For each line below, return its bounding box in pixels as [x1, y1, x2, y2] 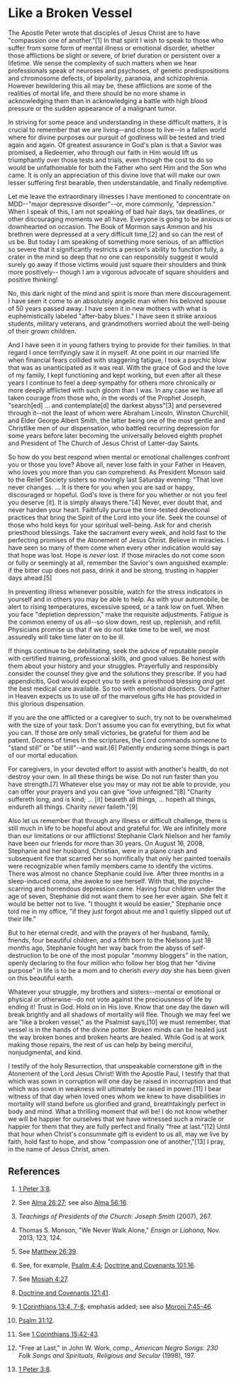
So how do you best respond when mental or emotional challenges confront [8, 452, 230, 461]
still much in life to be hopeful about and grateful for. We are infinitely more [8, 824, 227, 832]
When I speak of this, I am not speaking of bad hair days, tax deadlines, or [8, 207, 226, 216]
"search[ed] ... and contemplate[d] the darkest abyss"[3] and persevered [8, 400, 222, 410]
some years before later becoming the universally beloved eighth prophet [8, 431, 223, 440]
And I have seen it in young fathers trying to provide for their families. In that [8, 340, 231, 349]
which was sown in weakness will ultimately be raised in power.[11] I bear [8, 1084, 222, 1093]
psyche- [189, 876, 213, 885]
